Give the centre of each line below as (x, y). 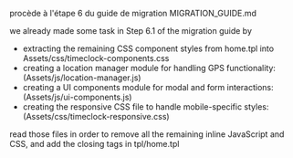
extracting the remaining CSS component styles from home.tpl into (148, 48)
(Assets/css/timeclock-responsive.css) (96, 116)
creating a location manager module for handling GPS (124, 68)
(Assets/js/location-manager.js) (82, 78)
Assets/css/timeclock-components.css (96, 58)
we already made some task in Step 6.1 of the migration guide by (131, 31)
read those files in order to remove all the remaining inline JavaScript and (147, 134)
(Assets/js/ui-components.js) (77, 97)
